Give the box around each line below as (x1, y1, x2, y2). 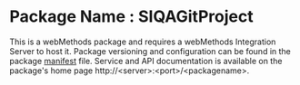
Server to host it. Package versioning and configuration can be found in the (9, 45, 291, 56)
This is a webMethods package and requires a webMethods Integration (9, 36, 276, 47)
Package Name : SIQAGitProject (9, 6, 254, 27)
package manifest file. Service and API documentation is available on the (9, 55, 283, 66)
